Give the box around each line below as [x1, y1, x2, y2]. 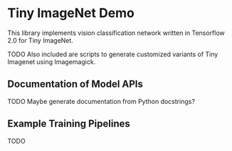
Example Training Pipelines [7, 118, 130, 130]
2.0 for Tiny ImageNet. [7, 36, 73, 44]
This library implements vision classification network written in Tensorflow [7, 28, 226, 37]
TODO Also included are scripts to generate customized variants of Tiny [7, 50, 218, 58]
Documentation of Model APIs [7, 78, 144, 90]
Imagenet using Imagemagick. [7, 57, 96, 66]
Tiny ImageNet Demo [7, 5, 135, 21]
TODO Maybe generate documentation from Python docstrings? [7, 97, 196, 105]
